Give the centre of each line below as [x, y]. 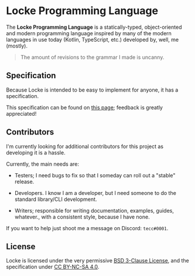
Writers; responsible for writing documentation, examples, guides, [94, 210]
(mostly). [17, 46]
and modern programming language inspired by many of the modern [89, 33]
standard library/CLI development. [56, 199]
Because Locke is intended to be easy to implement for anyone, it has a [92, 90]
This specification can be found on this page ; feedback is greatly [84, 107]
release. [24, 181]
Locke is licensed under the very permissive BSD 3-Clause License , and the [97, 261]
